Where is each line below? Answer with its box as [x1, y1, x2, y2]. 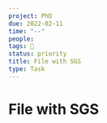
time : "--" [8, 27, 45, 35]
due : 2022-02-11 [8, 20, 63, 28]
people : [8, 34, 35, 43]
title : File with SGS [8, 58, 82, 66]
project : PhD [8, 11, 53, 20]
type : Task [8, 65, 45, 73]
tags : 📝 [8, 42, 35, 51]
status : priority [8, 50, 67, 58]
